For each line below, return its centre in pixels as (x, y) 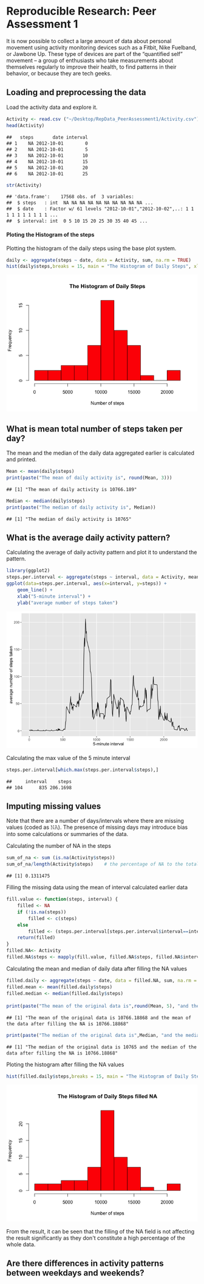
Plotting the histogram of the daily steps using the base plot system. (91, 248)
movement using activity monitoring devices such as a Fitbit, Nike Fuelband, (102, 47)
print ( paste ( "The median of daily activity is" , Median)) (81, 507)
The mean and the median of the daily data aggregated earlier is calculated (100, 453)
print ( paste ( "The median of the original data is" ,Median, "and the (95, 1036)
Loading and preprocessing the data (76, 92)
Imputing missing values (54, 806)
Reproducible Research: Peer (81, 11)
